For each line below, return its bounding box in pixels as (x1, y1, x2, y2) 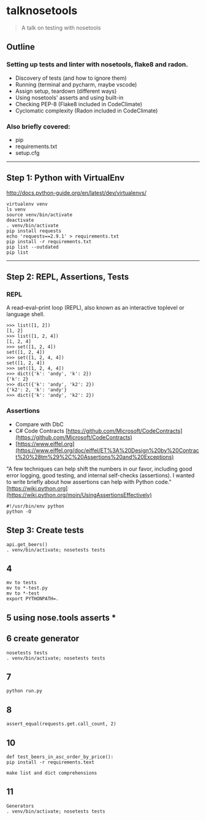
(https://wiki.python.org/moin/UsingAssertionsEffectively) (6, 491, 152, 498)
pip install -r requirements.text (6, 759, 95, 765)
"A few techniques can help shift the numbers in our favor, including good (6, 465, 193, 472)
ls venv (6, 206, 26, 213)
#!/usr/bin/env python (6, 503, 64, 509)
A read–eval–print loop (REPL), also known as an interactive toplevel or (6, 304, 185, 311)
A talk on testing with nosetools (21, 24, 101, 31)
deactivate (6, 217, 34, 223)
